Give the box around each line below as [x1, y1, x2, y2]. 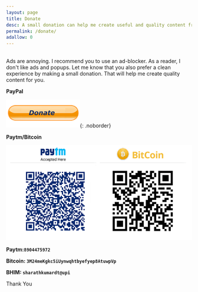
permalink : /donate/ [6, 28, 57, 34]
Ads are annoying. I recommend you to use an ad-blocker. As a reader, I [6, 58, 181, 65]
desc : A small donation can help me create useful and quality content [6, 22, 186, 28]
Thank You [6, 280, 32, 287]
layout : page [6, 9, 38, 15]
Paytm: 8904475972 [6, 246, 51, 253]
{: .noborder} [80, 122, 111, 129]
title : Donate [6, 15, 41, 22]
